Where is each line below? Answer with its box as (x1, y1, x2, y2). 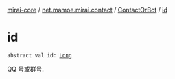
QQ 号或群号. (7, 65, 45, 73)
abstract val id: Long (7, 52, 72, 59)
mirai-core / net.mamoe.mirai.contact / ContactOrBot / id (7, 6, 168, 14)
